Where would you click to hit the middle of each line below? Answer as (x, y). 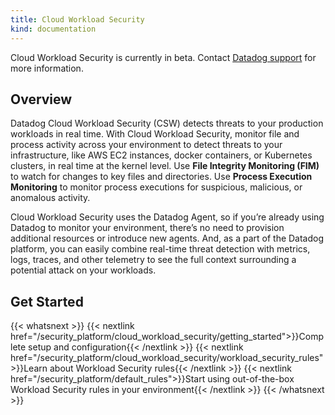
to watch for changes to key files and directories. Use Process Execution (161, 177)
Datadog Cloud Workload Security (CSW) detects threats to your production (167, 123)
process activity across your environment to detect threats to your (146, 145)
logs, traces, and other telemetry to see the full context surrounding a (153, 260)
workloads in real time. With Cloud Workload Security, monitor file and (155, 134)
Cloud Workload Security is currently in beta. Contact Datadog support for (163, 57)
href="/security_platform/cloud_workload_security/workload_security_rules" (167, 358)
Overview (41, 99)
